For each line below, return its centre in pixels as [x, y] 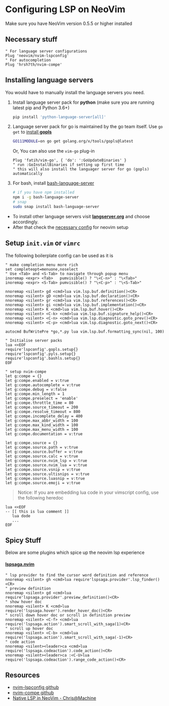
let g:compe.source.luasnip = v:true [45, 478]
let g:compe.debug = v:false [36, 389]
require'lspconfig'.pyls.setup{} [41, 354]
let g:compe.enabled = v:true [37, 380]
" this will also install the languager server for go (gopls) [81, 169]
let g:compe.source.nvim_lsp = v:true [46, 461]
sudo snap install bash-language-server [56, 207]
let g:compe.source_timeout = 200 [42, 407]
